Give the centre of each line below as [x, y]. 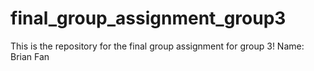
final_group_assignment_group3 [148, 18]
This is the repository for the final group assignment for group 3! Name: [157, 46]
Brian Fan [30, 56]
